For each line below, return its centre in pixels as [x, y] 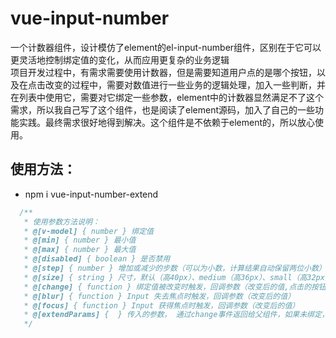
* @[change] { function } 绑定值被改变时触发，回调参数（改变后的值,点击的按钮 [175, 287]
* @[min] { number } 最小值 [80, 240]
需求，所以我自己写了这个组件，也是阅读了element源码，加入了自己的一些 [162, 109]
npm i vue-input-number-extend [91, 194]
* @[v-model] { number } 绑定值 [88, 231]
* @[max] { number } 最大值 [80, 250]
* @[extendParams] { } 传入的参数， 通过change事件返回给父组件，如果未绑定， [176, 315]
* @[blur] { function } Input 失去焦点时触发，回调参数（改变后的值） [159, 296]
